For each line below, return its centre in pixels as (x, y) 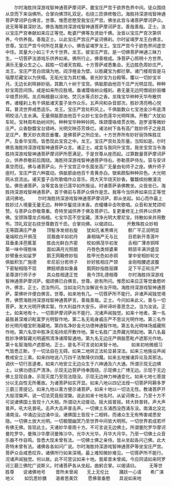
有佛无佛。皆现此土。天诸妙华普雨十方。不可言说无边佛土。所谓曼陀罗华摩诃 (85, 427)
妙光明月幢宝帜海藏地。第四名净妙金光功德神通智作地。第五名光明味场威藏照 (85, 325)
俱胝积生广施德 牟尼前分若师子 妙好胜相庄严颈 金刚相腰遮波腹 (82, 262)
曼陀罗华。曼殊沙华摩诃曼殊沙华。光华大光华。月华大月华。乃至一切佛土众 (83, 434)
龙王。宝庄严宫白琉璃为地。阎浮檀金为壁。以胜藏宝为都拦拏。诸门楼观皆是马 (85, 71)
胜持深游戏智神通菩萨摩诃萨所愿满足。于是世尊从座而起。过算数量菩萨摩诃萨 (85, 154)
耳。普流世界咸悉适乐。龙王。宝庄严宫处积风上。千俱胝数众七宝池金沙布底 (83, 109)
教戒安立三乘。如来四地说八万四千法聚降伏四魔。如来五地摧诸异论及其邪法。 (85, 357)
